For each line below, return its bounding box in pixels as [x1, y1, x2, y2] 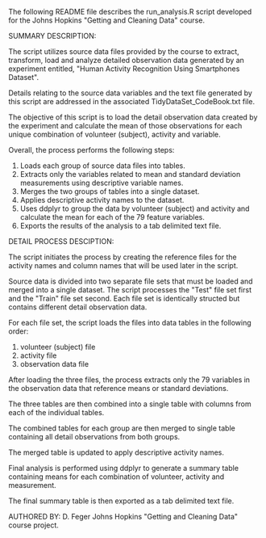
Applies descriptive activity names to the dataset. [19, 195, 185, 204]
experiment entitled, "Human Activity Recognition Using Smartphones [8, 64, 240, 74]
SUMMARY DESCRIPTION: [8, 32, 97, 40]
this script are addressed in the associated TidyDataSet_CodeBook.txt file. [8, 97, 256, 106]
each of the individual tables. [8, 408, 105, 417]
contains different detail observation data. [8, 302, 148, 312]
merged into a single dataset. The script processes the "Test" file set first [8, 285, 252, 294]
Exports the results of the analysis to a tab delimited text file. [19, 221, 222, 230]
